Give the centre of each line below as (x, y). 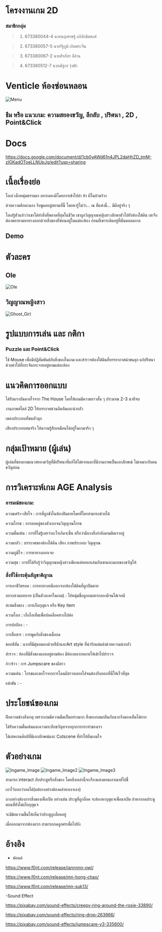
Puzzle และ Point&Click (32, 349)
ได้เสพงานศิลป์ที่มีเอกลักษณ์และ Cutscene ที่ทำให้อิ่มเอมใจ (54, 736)
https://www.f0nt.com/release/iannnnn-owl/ (49, 867)
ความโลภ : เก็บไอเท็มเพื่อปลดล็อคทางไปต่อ (39, 615)
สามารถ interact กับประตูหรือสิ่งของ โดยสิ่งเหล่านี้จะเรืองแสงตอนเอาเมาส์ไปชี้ (67, 780)
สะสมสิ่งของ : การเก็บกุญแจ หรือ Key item (40, 605)
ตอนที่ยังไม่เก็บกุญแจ (22, 804)
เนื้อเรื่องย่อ (23, 181)
